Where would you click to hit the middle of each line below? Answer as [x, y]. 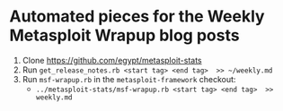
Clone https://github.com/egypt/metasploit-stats [112, 60]
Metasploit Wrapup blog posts [124, 35]
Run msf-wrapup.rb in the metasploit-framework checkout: [129, 79]
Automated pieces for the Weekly [137, 17]
